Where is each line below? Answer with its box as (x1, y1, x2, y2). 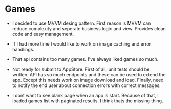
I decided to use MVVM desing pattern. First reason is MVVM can (12, 20, 151, 26)
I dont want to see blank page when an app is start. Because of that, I (12, 92, 159, 98)
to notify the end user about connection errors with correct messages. (12, 82, 161, 89)
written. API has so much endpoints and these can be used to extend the (12, 71, 166, 77)
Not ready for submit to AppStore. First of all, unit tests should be (12, 66, 150, 72)
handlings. (12, 46, 34, 52)
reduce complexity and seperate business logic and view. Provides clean (12, 25, 166, 31)
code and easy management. (12, 31, 74, 37)
